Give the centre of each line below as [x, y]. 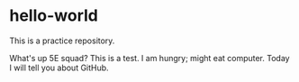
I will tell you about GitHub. [59, 68]
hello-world [54, 16]
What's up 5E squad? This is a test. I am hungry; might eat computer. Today [149, 58]
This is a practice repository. [62, 41]
